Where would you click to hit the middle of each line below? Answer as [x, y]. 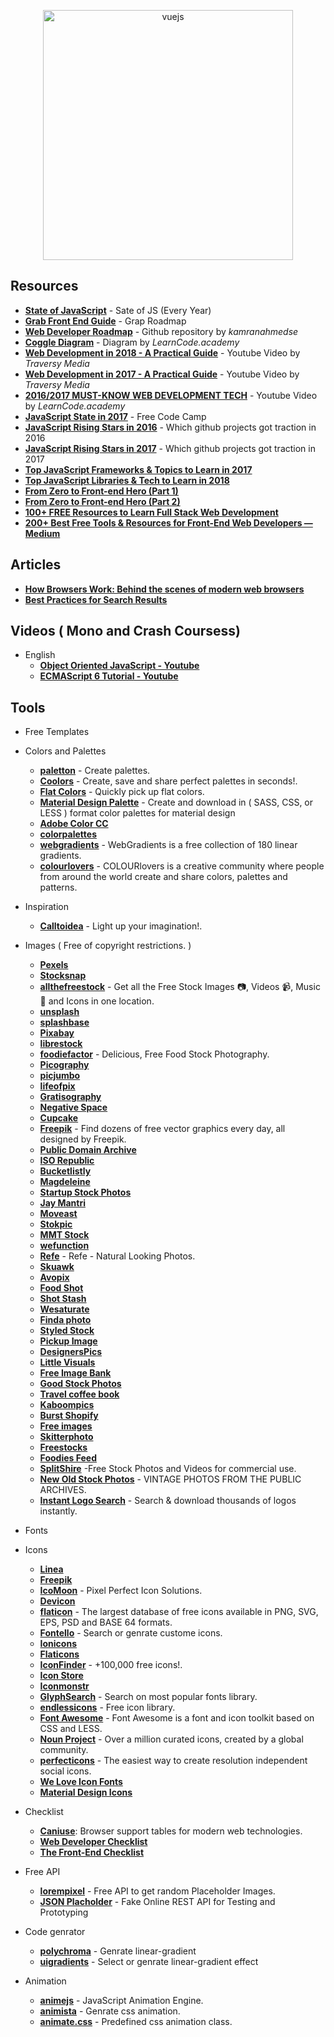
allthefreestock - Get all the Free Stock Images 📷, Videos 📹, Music [180, 987]
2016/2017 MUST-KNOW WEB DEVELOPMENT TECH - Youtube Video [171, 395]
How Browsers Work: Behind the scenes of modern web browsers [164, 589]
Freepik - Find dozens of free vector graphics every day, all [162, 1129]
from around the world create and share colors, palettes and [163, 877]
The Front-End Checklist [92, 1852]
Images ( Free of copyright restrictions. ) [108, 946]
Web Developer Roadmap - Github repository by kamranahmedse [161, 331]
